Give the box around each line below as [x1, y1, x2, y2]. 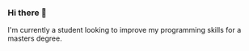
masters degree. [7, 33, 62, 43]
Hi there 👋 [7, 7, 48, 18]
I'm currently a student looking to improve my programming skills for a [7, 25, 242, 35]
